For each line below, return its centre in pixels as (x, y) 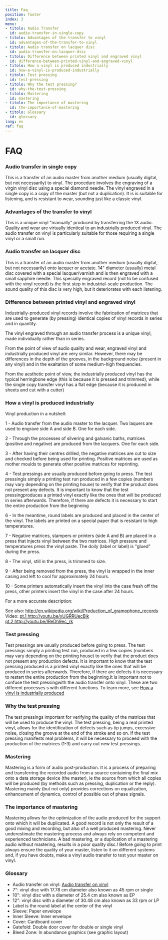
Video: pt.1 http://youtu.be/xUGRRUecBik (47, 616)
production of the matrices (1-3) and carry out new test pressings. (73, 743)
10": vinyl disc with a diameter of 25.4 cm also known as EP (73, 895)
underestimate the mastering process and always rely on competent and (80, 834)
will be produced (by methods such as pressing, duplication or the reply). (80, 783)
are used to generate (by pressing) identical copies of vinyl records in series (84, 318)
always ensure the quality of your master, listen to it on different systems (80, 850)
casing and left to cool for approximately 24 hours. (57, 577)
